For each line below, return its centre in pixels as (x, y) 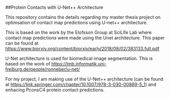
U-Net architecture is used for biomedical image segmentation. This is (79, 58)
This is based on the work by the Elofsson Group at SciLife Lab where (79, 32)
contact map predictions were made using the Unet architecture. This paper (85, 38)
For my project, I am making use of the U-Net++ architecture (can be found (84, 79)
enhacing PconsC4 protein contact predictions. (55, 90)
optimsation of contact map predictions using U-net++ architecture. (77, 23)
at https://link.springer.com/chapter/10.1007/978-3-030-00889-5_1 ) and (81, 84)
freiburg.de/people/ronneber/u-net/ (43, 69)
